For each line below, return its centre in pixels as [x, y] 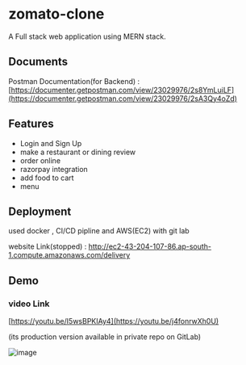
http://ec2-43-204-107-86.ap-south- [150, 246]
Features [31, 124]
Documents [38, 62]
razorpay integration [54, 169]
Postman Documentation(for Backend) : [74, 81]
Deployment [40, 211]
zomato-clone [56, 14]
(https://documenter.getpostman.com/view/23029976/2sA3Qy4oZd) [123, 99]
